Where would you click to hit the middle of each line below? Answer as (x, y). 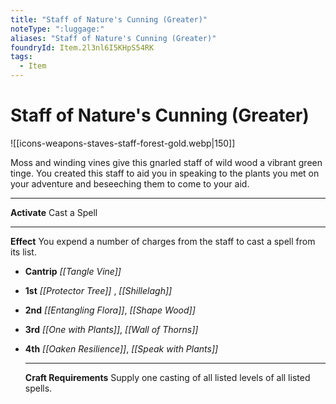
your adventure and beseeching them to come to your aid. (130, 183)
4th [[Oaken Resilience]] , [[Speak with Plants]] (121, 348)
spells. (38, 388)
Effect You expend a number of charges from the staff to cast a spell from (163, 241)
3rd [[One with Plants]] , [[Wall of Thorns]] (111, 329)
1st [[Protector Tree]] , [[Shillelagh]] (98, 290)
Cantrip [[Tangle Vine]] (73, 271)
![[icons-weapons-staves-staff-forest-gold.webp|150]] (123, 143)
